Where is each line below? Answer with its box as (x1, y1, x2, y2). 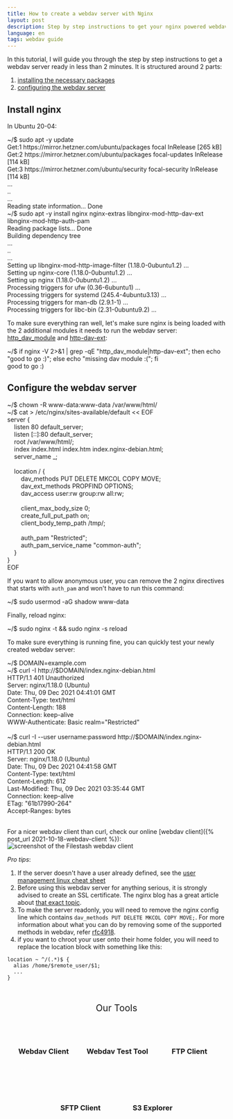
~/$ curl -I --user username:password (7, 732, 116, 741)
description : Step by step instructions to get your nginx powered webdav (7, 23, 228, 30)
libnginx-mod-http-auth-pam (7, 216, 90, 225)
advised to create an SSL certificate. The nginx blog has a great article (17, 891, 219, 899)
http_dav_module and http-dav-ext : (7, 333, 107, 341)
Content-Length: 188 (7, 703, 67, 711)
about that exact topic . (17, 898, 82, 906)
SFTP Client (60, 1103, 101, 1113)
